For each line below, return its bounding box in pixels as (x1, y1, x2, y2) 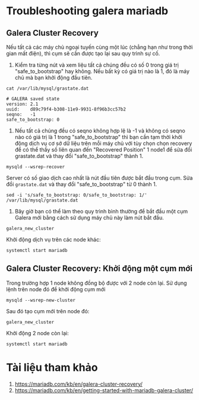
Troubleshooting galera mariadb (6, 4, 168, 18)
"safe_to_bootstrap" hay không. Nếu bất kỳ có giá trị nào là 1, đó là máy (14, 68, 190, 75)
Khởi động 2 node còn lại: (6, 329, 70, 336)
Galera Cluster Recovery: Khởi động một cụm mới (6, 263, 193, 274)
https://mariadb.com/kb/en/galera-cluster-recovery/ (14, 380, 143, 388)
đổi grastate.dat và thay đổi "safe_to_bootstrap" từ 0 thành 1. (6, 181, 157, 188)
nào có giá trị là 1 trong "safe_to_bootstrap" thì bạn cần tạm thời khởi (14, 134, 182, 140)
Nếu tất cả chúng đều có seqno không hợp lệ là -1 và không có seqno (14, 127, 185, 134)
